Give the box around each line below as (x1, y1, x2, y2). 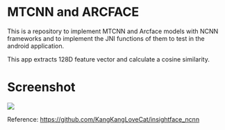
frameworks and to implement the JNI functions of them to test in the (7, 34, 205, 42)
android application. (7, 41, 65, 50)
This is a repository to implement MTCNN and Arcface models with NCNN (7, 27, 219, 35)
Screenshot (7, 80, 76, 95)
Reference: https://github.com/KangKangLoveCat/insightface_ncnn (7, 115, 200, 123)
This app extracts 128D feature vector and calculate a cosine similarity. (7, 55, 210, 63)
